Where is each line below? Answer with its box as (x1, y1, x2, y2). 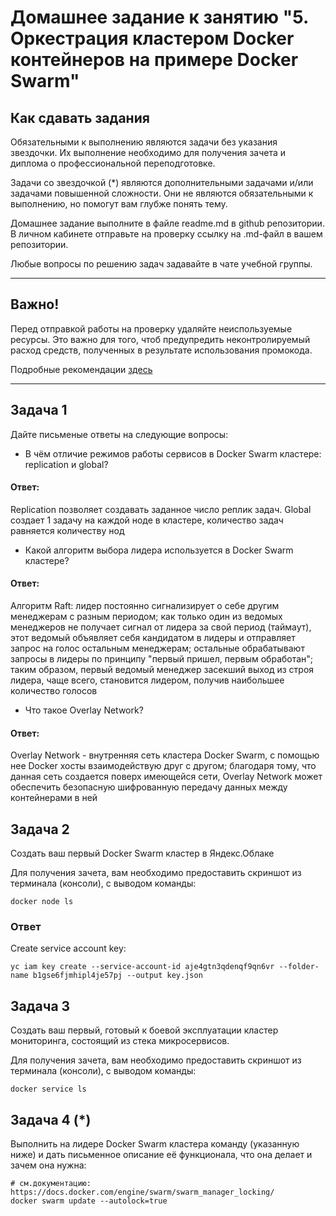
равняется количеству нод (10, 524, 125, 536)
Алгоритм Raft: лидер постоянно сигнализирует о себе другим (10, 600, 280, 612)
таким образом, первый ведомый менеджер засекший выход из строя (10, 664, 315, 676)
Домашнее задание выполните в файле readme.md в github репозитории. (10, 217, 325, 229)
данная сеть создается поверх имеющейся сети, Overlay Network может (10, 771, 323, 783)
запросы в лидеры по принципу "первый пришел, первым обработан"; (10, 653, 314, 665)
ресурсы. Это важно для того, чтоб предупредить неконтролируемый (10, 333, 311, 345)
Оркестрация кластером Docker (10, 27, 295, 50)
